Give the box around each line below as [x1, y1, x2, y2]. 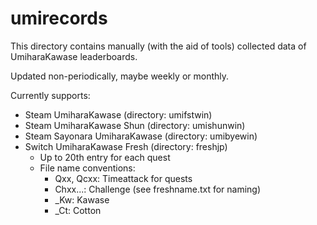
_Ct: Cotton [54, 204, 102, 216]
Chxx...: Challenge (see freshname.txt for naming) [54, 183, 262, 195]
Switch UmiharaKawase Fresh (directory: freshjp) [24, 140, 228, 152]
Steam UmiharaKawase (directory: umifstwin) [24, 108, 213, 121]
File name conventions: [39, 162, 136, 174]
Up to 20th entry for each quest [39, 151, 171, 163]
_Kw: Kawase [54, 193, 110, 206]
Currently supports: [10, 89, 91, 101]
